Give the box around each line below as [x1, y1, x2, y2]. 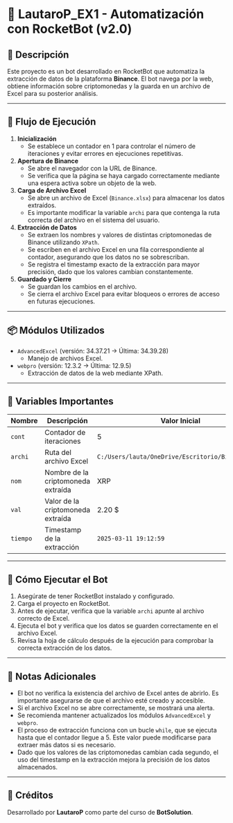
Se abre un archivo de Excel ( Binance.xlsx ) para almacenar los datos [27, 193, 225, 202]
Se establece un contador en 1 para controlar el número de [27, 142, 196, 150]
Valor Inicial [160, 416, 201, 426]
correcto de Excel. [17, 614, 70, 623]
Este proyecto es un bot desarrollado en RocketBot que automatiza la [7, 67, 205, 75]
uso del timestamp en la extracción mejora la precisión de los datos [17, 756, 210, 764]
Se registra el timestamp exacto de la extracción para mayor [27, 260, 200, 269]
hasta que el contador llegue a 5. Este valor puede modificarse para [17, 733, 212, 742]
